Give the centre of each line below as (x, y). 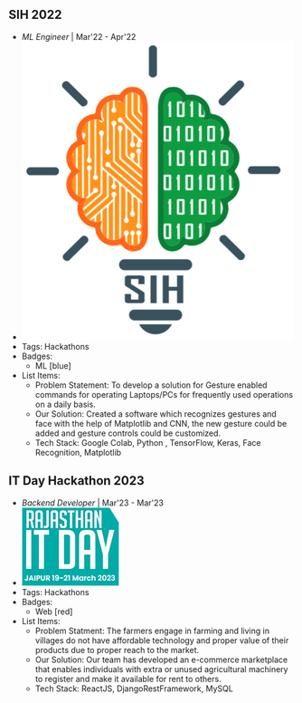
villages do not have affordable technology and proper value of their (162, 640)
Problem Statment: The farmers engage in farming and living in (152, 631)
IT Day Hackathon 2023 (77, 481)
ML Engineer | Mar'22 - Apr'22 (79, 36)
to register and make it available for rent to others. (128, 679)
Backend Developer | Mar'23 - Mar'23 (93, 503)
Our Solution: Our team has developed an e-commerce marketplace (161, 660)
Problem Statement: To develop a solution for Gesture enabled (151, 385)
